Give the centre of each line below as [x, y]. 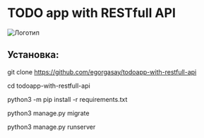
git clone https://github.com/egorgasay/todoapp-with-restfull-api [102, 71]
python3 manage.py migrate [48, 113]
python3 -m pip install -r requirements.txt [67, 99]
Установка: [33, 55]
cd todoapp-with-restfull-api [49, 86]
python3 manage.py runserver [52, 127]
